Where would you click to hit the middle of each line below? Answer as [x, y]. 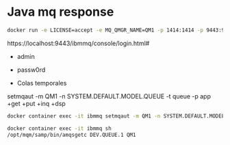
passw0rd [31, 70]
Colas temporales [42, 83]
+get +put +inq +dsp [37, 103]
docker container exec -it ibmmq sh [59, 128]
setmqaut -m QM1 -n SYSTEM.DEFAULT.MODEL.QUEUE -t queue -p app [109, 96]
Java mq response [61, 12]
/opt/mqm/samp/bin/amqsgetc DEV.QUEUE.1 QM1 [72, 135]
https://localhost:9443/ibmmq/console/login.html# [78, 43]
